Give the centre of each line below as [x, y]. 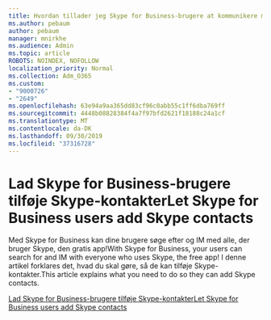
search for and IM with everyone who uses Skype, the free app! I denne [127, 257]
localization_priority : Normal [61, 69]
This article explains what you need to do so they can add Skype [148, 275]
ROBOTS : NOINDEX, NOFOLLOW [54, 61]
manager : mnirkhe [38, 38]
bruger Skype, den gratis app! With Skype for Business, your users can [125, 249]
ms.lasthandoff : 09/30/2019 [56, 136]
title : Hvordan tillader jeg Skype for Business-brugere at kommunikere [133, 16]
